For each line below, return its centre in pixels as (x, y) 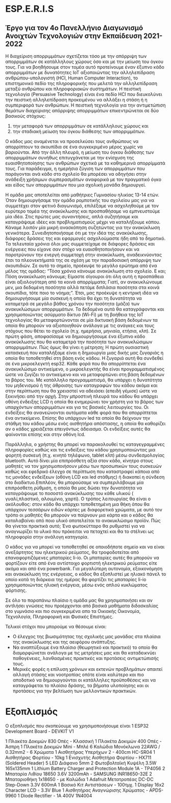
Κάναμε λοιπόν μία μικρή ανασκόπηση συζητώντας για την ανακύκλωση (83, 228)
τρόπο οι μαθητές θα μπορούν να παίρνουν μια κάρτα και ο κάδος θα (79, 515)
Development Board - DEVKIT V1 (40, 731)
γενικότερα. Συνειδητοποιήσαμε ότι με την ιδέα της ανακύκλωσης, (77, 233)
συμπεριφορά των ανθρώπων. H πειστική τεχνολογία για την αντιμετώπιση (86, 105)
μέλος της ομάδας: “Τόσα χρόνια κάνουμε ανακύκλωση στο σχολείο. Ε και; (86, 271)
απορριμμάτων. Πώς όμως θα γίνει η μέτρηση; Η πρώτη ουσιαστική (77, 347)
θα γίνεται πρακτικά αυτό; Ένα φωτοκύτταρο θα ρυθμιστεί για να (75, 526)
